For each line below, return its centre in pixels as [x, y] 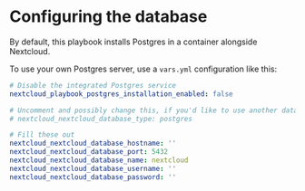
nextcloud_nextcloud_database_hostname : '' [93, 143]
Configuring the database [108, 17]
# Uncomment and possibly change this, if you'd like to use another [144, 110]
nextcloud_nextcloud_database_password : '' [93, 177]
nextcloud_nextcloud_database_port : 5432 [89, 152]
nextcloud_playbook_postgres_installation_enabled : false [121, 94]
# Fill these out [42, 135]
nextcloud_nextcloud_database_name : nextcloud [99, 160]
